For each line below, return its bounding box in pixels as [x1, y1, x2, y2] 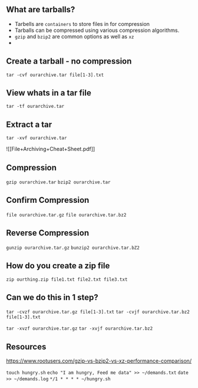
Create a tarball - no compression [6, 56, 132, 67]
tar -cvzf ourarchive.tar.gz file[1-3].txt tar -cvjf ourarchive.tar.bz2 [6, 309, 190, 315]
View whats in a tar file [6, 88, 91, 98]
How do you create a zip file [6, 261, 110, 271]
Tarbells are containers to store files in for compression [14, 20, 150, 27]
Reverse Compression [6, 228, 90, 238]
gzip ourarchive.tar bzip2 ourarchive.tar [6, 179, 111, 185]
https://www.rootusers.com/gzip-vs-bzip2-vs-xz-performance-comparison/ [6, 357, 192, 364]
